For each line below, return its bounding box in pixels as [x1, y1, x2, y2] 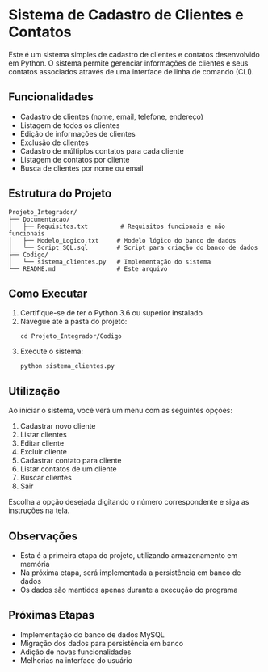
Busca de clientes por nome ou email [19, 163, 144, 173]
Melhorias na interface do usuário [19, 655, 133, 665]
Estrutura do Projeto [8, 187, 112, 201]
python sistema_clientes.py [19, 362, 115, 370]
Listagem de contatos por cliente [19, 154, 130, 164]
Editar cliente [19, 438, 65, 448]
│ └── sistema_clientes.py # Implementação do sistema [8, 257, 211, 266]
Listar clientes [19, 430, 67, 440]
